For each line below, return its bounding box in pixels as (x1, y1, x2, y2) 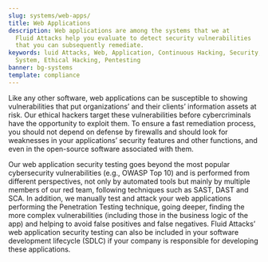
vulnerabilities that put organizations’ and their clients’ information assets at (8, 101, 257, 111)
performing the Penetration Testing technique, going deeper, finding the (8, 201, 245, 212)
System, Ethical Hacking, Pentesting (15, 57, 141, 65)
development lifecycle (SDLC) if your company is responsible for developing (8, 236, 258, 245)
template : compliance (8, 71, 81, 79)
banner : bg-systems (8, 64, 73, 72)
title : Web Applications (8, 19, 91, 27)
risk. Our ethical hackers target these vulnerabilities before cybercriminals (8, 109, 251, 120)
